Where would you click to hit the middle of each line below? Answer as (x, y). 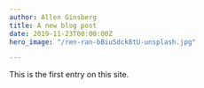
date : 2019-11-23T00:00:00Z (61, 33)
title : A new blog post (53, 26)
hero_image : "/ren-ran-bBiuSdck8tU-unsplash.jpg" (103, 42)
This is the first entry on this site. (69, 75)
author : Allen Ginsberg (53, 17)
